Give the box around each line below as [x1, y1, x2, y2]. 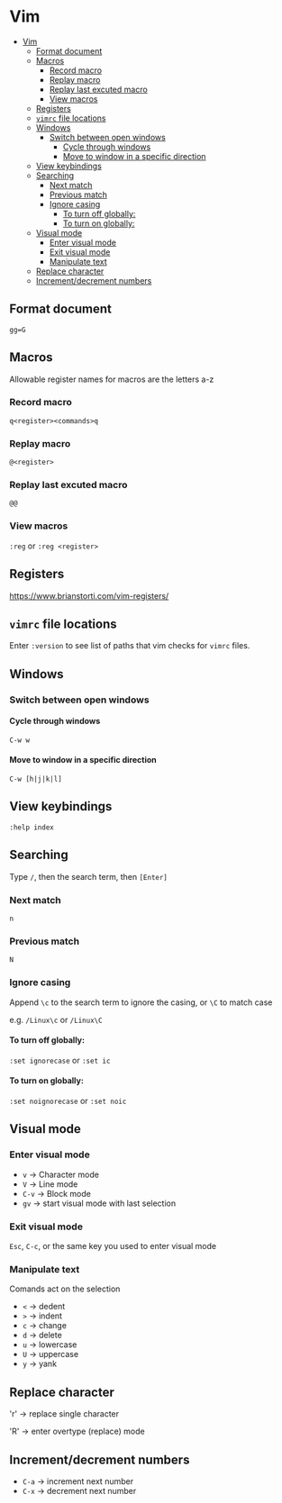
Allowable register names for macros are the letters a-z [9, 374, 214, 385]
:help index [9, 822, 54, 832]
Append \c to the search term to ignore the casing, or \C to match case [9, 997, 273, 1008]
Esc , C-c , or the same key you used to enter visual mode [9, 1241, 217, 1251]
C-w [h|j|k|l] [9, 774, 63, 784]
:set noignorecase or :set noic [9, 1096, 127, 1107]
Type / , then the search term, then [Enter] [9, 871, 168, 882]
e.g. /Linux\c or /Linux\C [9, 1014, 103, 1025]
